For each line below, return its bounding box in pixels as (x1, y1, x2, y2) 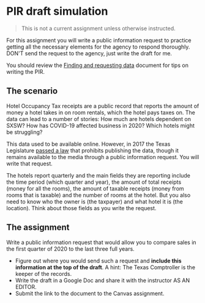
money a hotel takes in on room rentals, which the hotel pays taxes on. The (6, 109, 196, 116)
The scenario (6, 86, 58, 96)
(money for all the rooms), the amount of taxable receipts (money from (6, 184, 185, 192)
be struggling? (6, 128, 43, 136)
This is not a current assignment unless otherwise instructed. (21, 25, 176, 32)
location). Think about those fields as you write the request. (6, 204, 157, 211)
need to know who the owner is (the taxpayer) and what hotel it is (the (6, 198, 184, 205)
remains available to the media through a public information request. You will (6, 153, 199, 160)
